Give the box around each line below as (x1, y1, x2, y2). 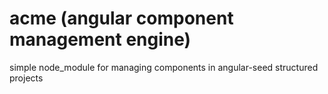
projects (9, 72, 44, 84)
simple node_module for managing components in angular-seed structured (9, 61, 319, 73)
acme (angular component (9, 7, 234, 30)
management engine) (9, 28, 192, 51)
